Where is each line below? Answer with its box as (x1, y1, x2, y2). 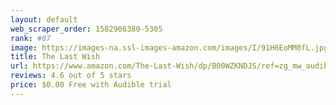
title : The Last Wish (10, 52, 101, 62)
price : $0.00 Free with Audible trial (10, 80, 172, 90)
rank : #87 (10, 33, 52, 43)
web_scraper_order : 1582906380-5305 (10, 24, 163, 34)
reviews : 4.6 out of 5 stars (10, 71, 132, 81)
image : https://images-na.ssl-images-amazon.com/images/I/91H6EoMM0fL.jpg (10, 42, 329, 53)
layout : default (10, 14, 78, 25)
